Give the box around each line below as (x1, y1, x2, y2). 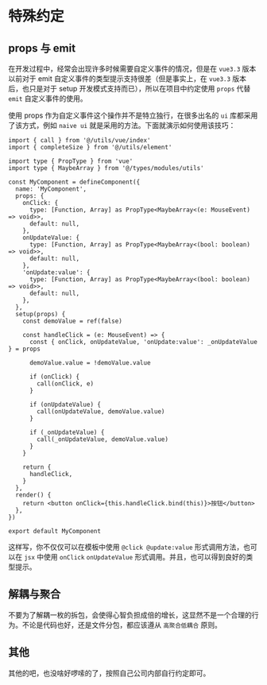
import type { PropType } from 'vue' (8, 157, 133, 165)
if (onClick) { (29, 373, 80, 381)
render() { (15, 491, 52, 499)
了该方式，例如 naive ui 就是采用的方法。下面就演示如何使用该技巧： (8, 121, 236, 130)
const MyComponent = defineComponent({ (8, 178, 141, 186)
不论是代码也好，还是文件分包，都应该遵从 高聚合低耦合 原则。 (21, 620, 222, 629)
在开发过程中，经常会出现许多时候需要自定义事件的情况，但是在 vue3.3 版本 (8, 64, 257, 73)
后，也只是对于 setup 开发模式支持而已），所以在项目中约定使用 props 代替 (8, 84, 251, 93)
